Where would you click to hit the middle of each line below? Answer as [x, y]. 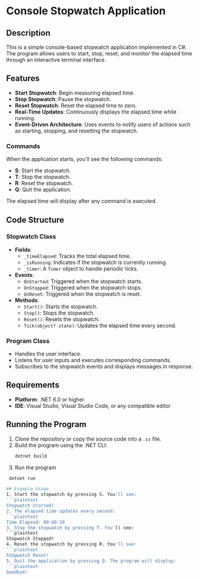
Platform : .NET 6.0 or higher [50, 399]
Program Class [28, 341]
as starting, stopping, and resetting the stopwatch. [76, 131]
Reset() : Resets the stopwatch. [61, 319]
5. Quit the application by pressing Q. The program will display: [91, 561]
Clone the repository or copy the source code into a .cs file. [88, 439]
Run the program [35, 467]
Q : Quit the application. [43, 190]
